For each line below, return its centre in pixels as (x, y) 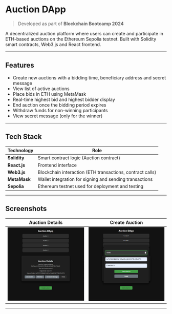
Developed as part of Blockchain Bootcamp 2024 (71, 24)
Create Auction (126, 223)
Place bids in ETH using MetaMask (49, 94)
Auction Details (46, 223)
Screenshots (26, 209)
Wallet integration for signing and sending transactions (95, 179)
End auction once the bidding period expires (59, 105)
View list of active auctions (41, 89)
